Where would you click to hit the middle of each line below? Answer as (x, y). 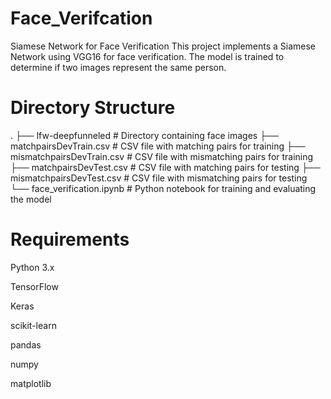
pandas (26, 344)
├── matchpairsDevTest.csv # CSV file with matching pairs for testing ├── (165, 167)
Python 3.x (32, 267)
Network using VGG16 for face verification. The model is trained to (147, 56)
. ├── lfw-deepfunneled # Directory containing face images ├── (144, 135)
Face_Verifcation (81, 18)
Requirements (70, 239)
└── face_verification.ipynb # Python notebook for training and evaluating (163, 188)
